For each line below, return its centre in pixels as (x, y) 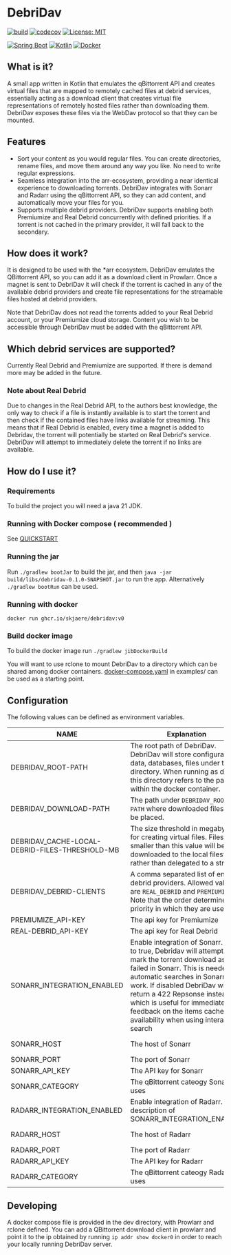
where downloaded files (185, 809)
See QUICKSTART (33, 539)
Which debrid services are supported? (91, 349)
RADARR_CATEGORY (44, 1177)
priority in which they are (170, 909)
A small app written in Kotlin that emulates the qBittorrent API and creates (111, 83)
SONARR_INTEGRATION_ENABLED (67, 985)
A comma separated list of (173, 874)
